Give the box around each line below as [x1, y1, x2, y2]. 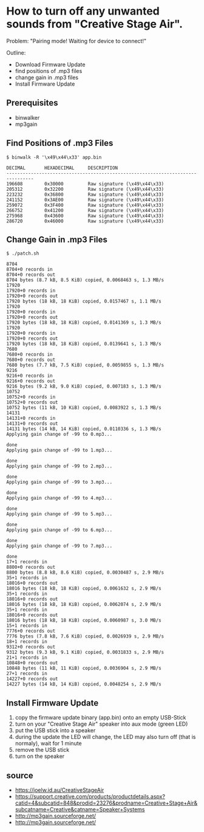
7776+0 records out [6, 628, 56, 634]
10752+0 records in [6, 394, 56, 401]
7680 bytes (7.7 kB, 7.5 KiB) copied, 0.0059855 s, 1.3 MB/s [6, 362, 165, 368]
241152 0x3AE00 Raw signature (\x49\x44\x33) [6, 196, 165, 203]
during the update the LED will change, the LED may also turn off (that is [15, 734, 196, 741]
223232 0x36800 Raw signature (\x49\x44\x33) [6, 191, 165, 198]
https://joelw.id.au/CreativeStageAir [15, 786, 104, 794]
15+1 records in [6, 623, 47, 629]
